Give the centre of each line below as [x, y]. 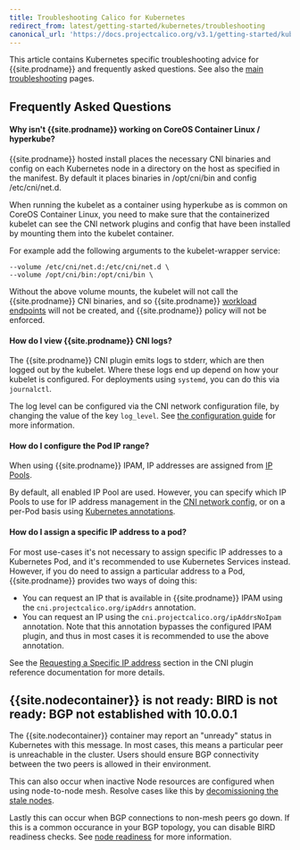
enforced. [27, 319]
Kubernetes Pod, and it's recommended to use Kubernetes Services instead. [150, 561]
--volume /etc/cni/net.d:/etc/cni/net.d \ [89, 267]
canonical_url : [37, 34]
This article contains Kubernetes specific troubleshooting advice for [134, 60]
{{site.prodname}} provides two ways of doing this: [104, 580]
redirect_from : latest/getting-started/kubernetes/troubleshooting [137, 26]
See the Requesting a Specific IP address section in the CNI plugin [131, 662]
